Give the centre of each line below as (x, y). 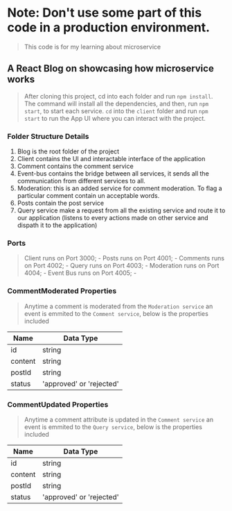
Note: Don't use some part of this (105, 13)
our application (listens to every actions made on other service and (113, 218)
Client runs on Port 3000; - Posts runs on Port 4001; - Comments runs (124, 258)
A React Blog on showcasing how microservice (111, 68)
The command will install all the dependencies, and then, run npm (116, 103)
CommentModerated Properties (62, 291)
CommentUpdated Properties (58, 404)
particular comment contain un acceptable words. (88, 196)
